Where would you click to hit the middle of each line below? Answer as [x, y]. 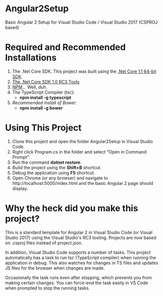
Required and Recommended [66, 47]
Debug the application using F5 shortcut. [54, 173]
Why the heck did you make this [72, 208]
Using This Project [43, 128]
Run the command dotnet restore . [47, 162]
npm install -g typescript [45, 97]
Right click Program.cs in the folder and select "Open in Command [79, 152]
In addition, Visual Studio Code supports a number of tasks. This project [78, 252]
